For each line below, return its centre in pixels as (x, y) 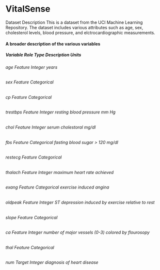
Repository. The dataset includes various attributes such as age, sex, (74, 27)
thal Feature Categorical (30, 247)
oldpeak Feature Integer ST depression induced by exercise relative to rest (80, 202)
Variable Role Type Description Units (43, 55)
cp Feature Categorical (29, 97)
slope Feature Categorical (32, 217)
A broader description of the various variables (53, 44)
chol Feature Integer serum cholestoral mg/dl (51, 127)
